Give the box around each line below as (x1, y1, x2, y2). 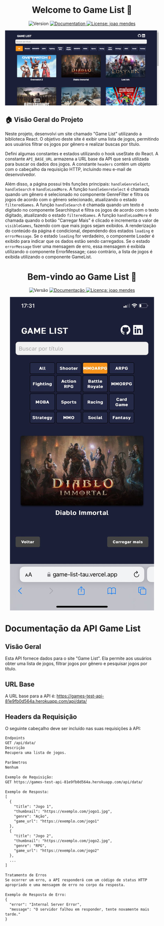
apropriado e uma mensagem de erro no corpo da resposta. (5, 882, 125, 887)
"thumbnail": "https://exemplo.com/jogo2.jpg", (14, 838, 112, 843)
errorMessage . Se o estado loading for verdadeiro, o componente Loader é (5, 233, 155, 239)
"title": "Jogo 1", (14, 804, 54, 809)
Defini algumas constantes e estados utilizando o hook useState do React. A (5, 151, 159, 157)
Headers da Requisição (5, 712, 77, 721)
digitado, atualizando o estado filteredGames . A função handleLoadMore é (5, 213, 152, 218)
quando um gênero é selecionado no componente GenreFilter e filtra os (5, 191, 149, 197)
